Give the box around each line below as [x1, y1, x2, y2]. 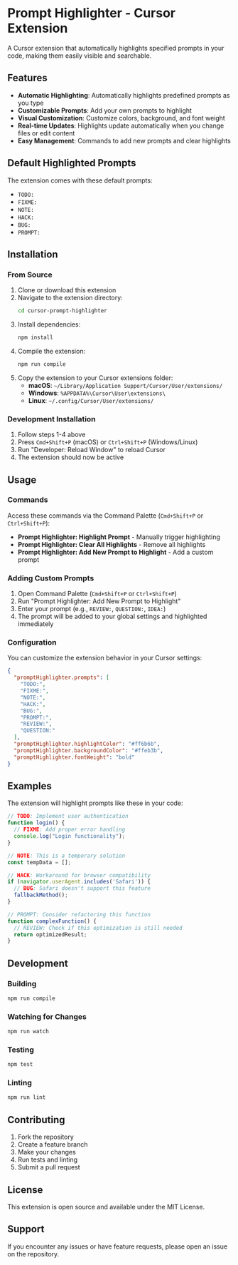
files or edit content [17, 128, 75, 137]
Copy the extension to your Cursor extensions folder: [17, 373, 173, 382]
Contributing [7, 1114, 65, 1126]
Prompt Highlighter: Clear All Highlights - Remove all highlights [17, 540, 206, 548]
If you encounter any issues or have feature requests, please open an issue [7, 1242, 228, 1251]
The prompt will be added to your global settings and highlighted [17, 612, 207, 621]
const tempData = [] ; [7, 859, 72, 866]
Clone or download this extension [17, 286, 117, 295]
